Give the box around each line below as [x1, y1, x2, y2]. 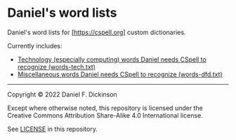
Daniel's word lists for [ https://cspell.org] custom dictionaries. [7, 28, 186, 36]
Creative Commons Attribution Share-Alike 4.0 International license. [7, 111, 204, 120]
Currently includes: [7, 41, 63, 50]
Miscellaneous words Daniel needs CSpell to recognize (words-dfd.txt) [17, 70, 223, 78]
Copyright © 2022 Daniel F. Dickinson [7, 90, 117, 99]
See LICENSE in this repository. [7, 125, 98, 133]
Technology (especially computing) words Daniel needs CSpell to [17, 55, 207, 64]
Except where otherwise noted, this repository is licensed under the [7, 104, 204, 112]
